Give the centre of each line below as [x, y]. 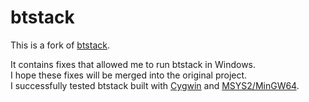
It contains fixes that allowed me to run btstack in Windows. [133, 64]
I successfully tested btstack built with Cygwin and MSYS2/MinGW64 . [155, 85]
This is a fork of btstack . [60, 45]
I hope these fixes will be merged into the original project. [129, 75]
